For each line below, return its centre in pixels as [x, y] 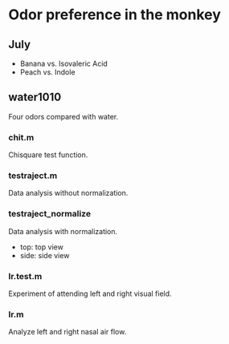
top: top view [42, 247]
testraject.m [33, 176]
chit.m [21, 137]
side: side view [45, 255]
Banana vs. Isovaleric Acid [64, 63]
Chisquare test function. [48, 155]
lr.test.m [25, 276]
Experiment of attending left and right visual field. [90, 293]
